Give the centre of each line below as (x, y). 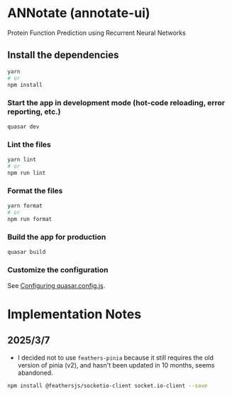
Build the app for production (57, 237)
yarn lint (22, 159)
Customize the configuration (58, 270)
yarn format (25, 205)
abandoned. (35, 373)
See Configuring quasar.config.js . (56, 285)
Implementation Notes (74, 315)
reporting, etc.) (34, 112)
